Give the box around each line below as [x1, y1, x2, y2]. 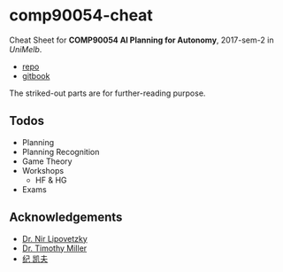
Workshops [21, 165, 65, 175]
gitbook [21, 70, 50, 81]
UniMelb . [9, 43, 42, 54]
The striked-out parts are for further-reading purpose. [9, 88, 206, 98]
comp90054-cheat [9, 5, 153, 26]
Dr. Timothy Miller [21, 243, 88, 253]
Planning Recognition [21, 146, 100, 157]
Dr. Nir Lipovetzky [21, 233, 88, 244]
